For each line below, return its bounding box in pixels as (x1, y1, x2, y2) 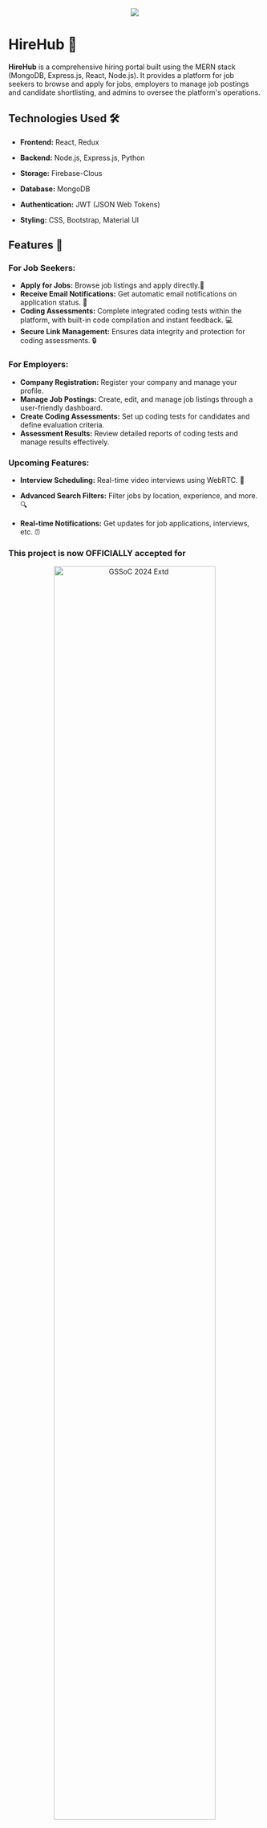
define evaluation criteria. (19, 419, 105, 429)
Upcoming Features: (8, 457, 90, 468)
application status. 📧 (19, 297, 88, 308)
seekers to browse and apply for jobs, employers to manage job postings (8, 79, 249, 88)
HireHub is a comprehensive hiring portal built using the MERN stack (8, 62, 236, 72)
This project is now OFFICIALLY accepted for (8, 547, 186, 558)
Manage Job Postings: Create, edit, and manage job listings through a (19, 394, 253, 404)
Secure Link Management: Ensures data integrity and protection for (19, 327, 246, 337)
